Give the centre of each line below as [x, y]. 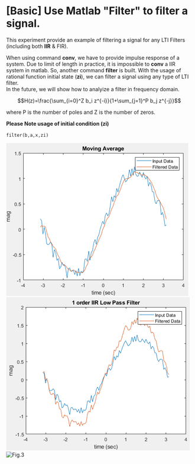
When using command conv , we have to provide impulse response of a [93, 57]
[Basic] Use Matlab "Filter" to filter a [97, 11]
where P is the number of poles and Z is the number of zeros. [81, 112]
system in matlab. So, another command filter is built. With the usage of [94, 70]
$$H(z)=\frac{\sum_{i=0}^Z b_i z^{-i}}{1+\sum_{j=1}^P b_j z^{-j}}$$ [99, 100]
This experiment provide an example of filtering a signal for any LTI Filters [96, 40]
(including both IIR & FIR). [37, 46]
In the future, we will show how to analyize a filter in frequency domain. [93, 89]
